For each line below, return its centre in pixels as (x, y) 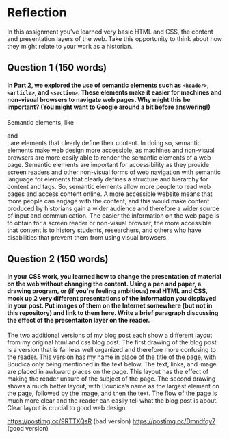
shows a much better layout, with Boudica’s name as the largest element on (113, 386)
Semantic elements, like (40, 122)
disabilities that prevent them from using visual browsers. (88, 237)
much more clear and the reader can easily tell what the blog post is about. (113, 401)
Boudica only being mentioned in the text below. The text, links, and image (112, 364)
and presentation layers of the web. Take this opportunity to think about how (115, 38)
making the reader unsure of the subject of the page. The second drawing (111, 379)
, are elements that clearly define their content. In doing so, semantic (104, 142)
